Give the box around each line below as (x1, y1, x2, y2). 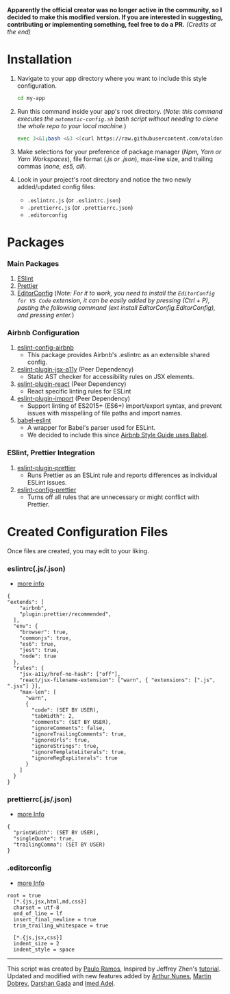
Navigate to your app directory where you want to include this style (16, 74, 207, 82)
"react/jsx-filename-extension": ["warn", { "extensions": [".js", (19, 677, 216, 683)
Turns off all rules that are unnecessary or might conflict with (27, 493, 200, 501)
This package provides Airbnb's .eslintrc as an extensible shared (27, 351, 210, 359)
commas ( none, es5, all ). (16, 162, 87, 170)
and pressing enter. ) (16, 311, 75, 319)
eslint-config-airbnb (16, 343, 74, 352)
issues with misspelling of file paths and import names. (27, 409, 183, 417)
